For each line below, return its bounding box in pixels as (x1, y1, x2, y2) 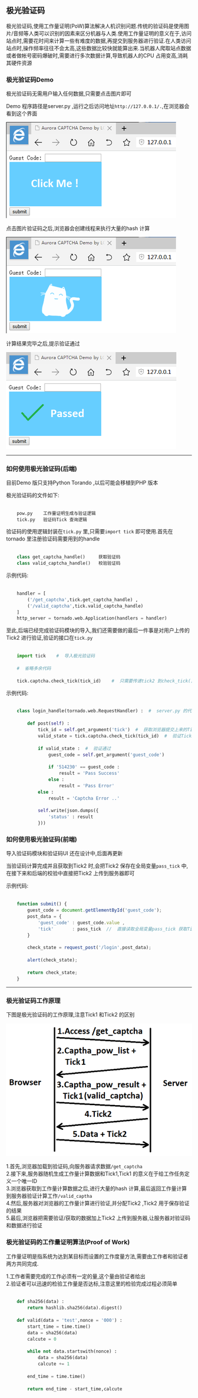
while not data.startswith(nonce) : (27, 1348, 117, 1354)
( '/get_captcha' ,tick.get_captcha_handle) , (27, 597, 138, 602)
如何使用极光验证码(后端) (6, 465, 78, 473)
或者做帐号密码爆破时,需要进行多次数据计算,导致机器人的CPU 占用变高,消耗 (6, 52, 189, 59)
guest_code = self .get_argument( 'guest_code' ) (48, 752, 165, 758)
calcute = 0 (27, 1336, 57, 1342)
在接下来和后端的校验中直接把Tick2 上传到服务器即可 (6, 870, 135, 877)
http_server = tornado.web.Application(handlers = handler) (16, 615, 167, 621)
